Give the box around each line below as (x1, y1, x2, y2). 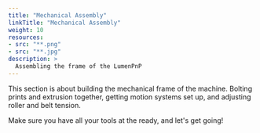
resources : (8, 33, 44, 41)
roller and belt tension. (8, 100, 81, 110)
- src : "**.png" (8, 41, 61, 49)
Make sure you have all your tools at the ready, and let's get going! (8, 115, 224, 125)
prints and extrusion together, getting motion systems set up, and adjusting (8, 92, 251, 102)
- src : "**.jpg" (8, 48, 61, 56)
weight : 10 (8, 26, 44, 34)
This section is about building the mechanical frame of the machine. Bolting (8, 84, 253, 93)
